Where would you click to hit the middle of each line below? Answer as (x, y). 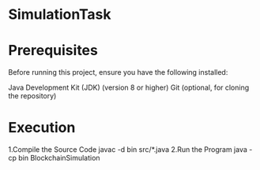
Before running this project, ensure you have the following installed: (118, 72)
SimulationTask (60, 15)
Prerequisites (53, 51)
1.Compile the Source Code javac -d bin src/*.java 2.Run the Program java (128, 150)
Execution (42, 128)
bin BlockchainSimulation (59, 158)
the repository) (32, 96)
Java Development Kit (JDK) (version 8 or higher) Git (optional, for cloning (129, 87)
